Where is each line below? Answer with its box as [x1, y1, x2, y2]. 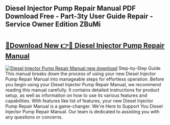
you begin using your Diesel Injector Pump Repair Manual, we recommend [5, 82, 161, 87]
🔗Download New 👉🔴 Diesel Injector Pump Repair [5, 41, 165, 50]
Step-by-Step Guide [118, 65, 161, 71]
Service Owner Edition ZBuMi [5, 20, 101, 29]
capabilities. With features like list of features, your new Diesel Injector [5, 98, 154, 104]
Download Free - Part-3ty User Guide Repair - [5, 12, 153, 21]
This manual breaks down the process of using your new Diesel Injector [5, 71, 156, 77]
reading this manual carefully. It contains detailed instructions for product [5, 87, 160, 93]
